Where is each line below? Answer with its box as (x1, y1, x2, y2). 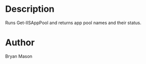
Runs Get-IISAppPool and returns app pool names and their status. (5, 20, 142, 26)
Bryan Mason (5, 53, 33, 59)
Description (5, 3, 55, 15)
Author (5, 37, 35, 48)
